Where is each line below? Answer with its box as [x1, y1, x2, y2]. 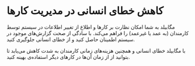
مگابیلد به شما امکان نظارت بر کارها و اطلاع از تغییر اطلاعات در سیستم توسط [6, 23, 175, 30]
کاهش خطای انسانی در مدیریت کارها [6, 4, 164, 18]
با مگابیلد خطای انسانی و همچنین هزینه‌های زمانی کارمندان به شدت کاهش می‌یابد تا [6, 47, 186, 54]
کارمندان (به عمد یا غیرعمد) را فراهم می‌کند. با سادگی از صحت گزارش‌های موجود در [6, 29, 189, 36]
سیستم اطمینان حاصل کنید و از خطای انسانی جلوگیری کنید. [6, 36, 135, 43]
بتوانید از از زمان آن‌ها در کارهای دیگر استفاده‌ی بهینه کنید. [6, 53, 130, 60]
